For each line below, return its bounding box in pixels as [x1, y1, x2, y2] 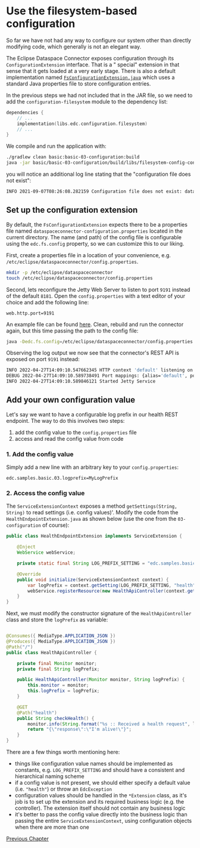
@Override [17, 571, 42, 577]
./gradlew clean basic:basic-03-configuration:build [6, 154, 140, 160]
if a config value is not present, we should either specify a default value [14, 779, 190, 786]
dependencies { [6, 109, 44, 115]
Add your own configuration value [6, 395, 136, 405]
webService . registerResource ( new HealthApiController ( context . [27, 588, 187, 594]
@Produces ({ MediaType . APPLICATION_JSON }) [6, 639, 116, 645]
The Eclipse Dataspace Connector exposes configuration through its [6, 54, 174, 62]
